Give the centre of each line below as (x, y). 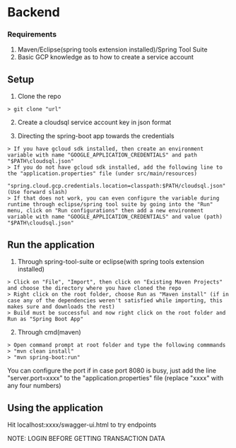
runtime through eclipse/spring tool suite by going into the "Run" (110, 205)
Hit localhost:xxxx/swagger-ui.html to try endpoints (82, 425)
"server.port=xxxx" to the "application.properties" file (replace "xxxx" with (116, 378)
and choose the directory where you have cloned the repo (94, 289)
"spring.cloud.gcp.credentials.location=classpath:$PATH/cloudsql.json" (117, 186)
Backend (34, 12)
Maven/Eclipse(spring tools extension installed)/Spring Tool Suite (112, 49)
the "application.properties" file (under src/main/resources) (102, 174)
